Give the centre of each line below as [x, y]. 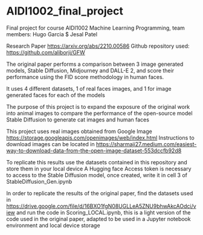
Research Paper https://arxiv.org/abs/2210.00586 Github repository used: [98, 46]
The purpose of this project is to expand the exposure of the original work [98, 106]
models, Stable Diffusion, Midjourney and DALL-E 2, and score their [90, 70]
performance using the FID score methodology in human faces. [85, 77]
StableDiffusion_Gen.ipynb [39, 181]
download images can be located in [50, 144]
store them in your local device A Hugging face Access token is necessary [99, 169]
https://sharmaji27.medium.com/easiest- [146, 144]
